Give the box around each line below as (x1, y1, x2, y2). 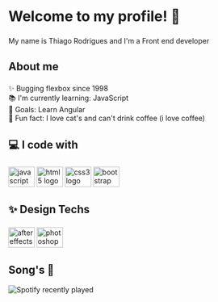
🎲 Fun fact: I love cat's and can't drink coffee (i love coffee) (8, 113, 206, 124)
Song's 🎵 (8, 263, 55, 277)
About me (8, 60, 59, 73)
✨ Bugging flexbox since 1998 (8, 84, 109, 94)
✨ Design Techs (8, 203, 90, 216)
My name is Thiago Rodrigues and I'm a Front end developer (8, 36, 210, 46)
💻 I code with (8, 137, 78, 152)
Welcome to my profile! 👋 (8, 7, 181, 26)
